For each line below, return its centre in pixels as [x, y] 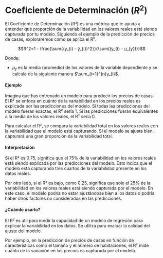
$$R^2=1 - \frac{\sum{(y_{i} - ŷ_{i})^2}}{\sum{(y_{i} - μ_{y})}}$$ [82, 49]
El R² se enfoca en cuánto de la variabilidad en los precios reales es [73, 101]
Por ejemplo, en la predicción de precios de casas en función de [70, 240]
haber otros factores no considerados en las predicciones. [64, 198]
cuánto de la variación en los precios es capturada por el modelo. [71, 250]
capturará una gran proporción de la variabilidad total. [59, 136]
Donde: [12, 58]
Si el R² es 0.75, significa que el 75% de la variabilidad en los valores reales [81, 158]
